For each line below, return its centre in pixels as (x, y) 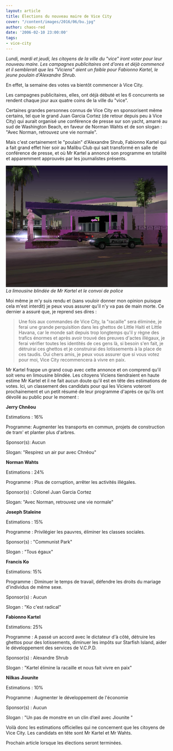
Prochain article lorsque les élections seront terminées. (64, 743)
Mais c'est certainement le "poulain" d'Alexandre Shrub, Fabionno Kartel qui (86, 142)
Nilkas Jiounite (22, 678)
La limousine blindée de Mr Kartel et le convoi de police (64, 291)
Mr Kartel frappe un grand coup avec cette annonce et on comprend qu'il (83, 369)
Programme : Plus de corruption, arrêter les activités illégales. (71, 482)
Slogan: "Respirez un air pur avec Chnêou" (51, 452)
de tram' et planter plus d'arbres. (41, 432)
